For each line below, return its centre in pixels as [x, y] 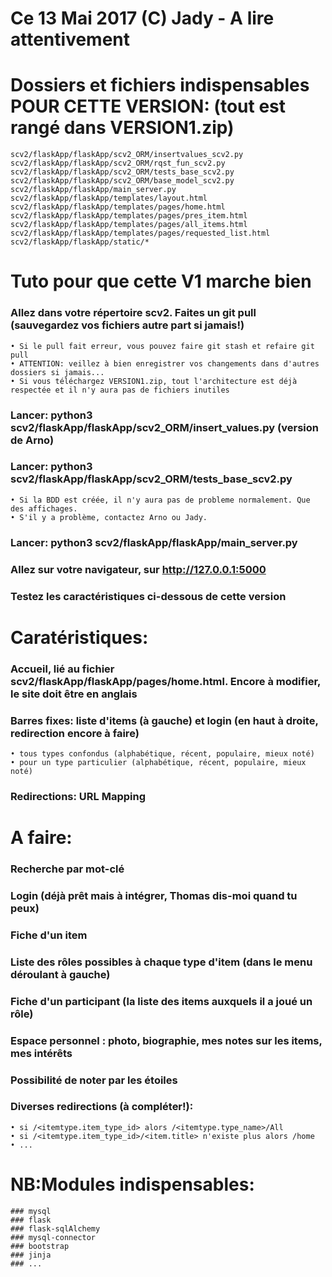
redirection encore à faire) [75, 733]
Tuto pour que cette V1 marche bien [161, 281]
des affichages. [44, 508]
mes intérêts [41, 1053]
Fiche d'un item [49, 935]
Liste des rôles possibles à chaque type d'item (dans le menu [161, 962]
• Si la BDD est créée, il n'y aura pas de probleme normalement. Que [160, 500]
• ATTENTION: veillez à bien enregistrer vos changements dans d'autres [165, 363]
